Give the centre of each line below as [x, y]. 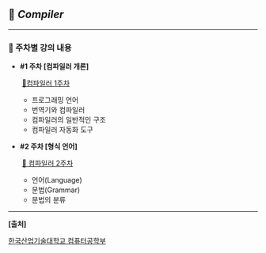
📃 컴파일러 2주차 [47, 164]
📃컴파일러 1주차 [46, 83]
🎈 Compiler [36, 15]
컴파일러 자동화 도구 [62, 130]
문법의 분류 [48, 200]
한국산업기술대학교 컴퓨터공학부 [57, 241]
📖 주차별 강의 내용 [40, 47]
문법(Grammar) [56, 190]
